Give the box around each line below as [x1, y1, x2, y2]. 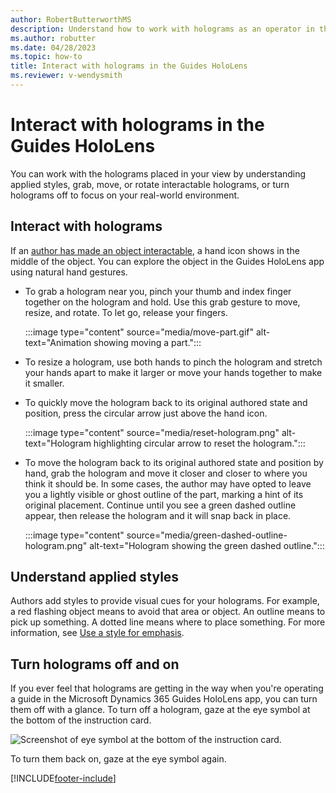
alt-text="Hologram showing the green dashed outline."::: [89, 539, 325, 551]
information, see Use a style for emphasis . [10, 627, 185, 639]
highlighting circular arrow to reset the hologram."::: [93, 437, 306, 449]
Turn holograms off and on [10, 656, 180, 673]
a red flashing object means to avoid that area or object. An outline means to [10, 606, 326, 618]
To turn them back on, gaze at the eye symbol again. [10, 753, 227, 765]
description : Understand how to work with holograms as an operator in [10, 24, 315, 34]
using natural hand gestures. [10, 266, 128, 278]
